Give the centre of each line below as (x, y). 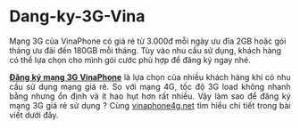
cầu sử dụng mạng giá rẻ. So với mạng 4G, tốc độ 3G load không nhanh (150, 86)
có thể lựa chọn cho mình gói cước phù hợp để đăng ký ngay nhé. (130, 60)
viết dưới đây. (34, 115)
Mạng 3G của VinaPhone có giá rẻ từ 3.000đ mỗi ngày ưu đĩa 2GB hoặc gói (148, 41)
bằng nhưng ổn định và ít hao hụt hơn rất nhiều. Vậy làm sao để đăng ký (150, 96)
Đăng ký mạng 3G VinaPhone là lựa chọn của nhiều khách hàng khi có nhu (150, 77)
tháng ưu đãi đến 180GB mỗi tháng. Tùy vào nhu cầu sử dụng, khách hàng (146, 50)
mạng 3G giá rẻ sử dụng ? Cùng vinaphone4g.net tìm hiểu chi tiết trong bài (150, 105)
